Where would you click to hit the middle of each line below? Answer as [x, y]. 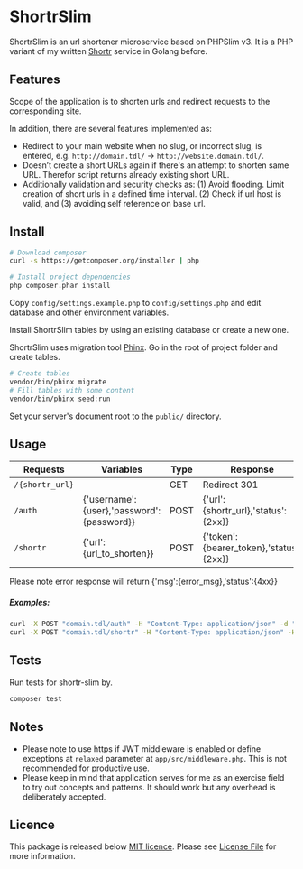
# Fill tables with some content [72, 390]
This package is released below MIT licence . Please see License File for [143, 846]
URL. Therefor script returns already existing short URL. [126, 174]
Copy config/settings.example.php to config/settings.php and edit [135, 303]
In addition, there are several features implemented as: [110, 128]
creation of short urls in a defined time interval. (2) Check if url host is [152, 194]
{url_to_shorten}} [118, 554]
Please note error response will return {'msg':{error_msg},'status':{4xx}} [143, 582]
